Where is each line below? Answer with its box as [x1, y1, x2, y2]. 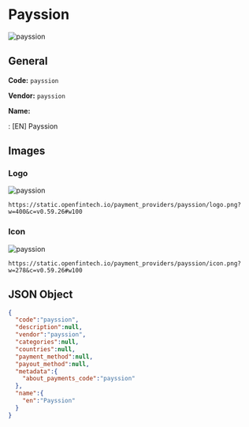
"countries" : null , [15, 345, 76, 353]
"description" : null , [15, 324, 83, 331]
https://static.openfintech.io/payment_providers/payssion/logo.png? [8, 201, 242, 209]
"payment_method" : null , [15, 353, 93, 361]
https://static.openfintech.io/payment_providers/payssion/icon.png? [8, 259, 242, 268]
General [8, 54, 49, 68]
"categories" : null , [15, 338, 80, 346]
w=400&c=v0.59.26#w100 [8, 208, 83, 216]
